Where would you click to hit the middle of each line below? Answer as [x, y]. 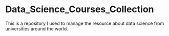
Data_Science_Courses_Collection [80, 9]
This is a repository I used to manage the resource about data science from [85, 23]
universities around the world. [37, 28]
